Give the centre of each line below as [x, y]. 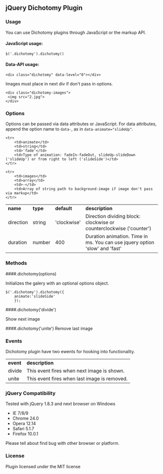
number [42, 242]
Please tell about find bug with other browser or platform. [63, 443]
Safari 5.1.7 [23, 429]
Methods [16, 263]
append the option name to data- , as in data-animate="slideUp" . [69, 129]
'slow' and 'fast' [104, 249]
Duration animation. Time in [117, 237]
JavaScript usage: [24, 44]
